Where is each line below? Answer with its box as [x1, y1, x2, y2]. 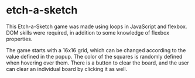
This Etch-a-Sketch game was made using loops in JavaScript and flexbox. [6, 23, 187, 30]
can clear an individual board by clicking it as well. [6, 65, 128, 72]
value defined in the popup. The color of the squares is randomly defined [6, 53, 183, 60]
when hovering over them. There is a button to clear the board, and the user [6, 59, 189, 66]
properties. [6, 35, 33, 42]
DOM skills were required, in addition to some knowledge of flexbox [6, 29, 170, 36]
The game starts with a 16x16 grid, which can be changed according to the [6, 46, 186, 53]
